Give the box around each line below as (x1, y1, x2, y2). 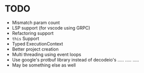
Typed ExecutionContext (12, 40, 63, 46)
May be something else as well (12, 62, 76, 68)
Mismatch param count (12, 19, 60, 25)
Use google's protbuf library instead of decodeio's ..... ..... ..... (12, 56, 139, 62)
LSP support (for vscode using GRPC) (12, 24, 91, 30)
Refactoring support (12, 30, 54, 36)
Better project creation (12, 46, 59, 52)
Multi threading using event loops (12, 51, 81, 57)
